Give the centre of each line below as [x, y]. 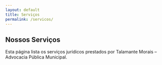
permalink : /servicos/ [29, 19]
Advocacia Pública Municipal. [36, 57]
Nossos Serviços [33, 40]
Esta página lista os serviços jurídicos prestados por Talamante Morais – [81, 52]
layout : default [22, 10]
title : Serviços [22, 15]
